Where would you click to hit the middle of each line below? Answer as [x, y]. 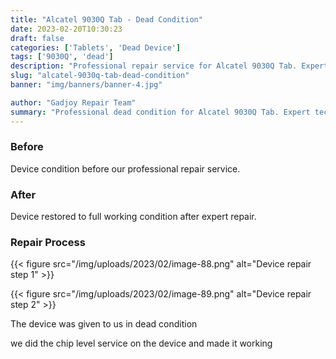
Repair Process [48, 243]
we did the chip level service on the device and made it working [141, 343]
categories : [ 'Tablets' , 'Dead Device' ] [96, 47]
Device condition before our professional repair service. [125, 168]
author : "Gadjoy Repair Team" [73, 102]
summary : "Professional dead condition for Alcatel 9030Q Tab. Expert [160, 112]
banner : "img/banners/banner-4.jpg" [86, 85]
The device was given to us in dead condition [104, 324]
